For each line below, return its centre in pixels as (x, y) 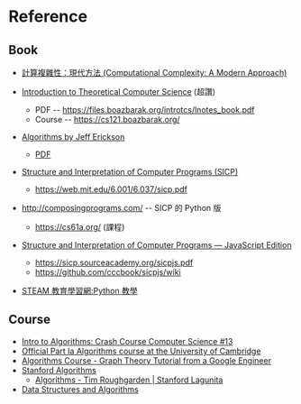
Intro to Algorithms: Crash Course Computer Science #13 (127, 341)
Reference (48, 17)
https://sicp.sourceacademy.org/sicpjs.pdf (114, 262)
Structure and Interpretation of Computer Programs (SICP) (130, 172)
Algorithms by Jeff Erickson (73, 137)
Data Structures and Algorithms (80, 389)
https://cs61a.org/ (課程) (80, 227)
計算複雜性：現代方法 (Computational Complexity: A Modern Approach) (154, 73)
